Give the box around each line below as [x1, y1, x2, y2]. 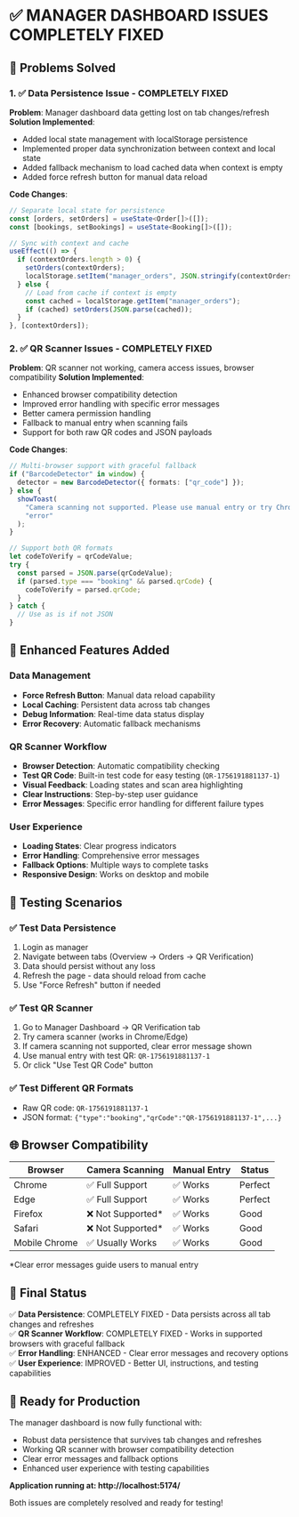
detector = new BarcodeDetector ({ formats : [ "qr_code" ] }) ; [17, 478, 245, 488]
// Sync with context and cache [9, 238, 129, 247]
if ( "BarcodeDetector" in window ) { [9, 470, 145, 479]
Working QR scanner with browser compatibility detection [21, 1444, 234, 1455]
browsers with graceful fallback [9, 1338, 125, 1349]
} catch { [9, 601, 46, 610]
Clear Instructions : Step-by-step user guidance [21, 789, 198, 800]
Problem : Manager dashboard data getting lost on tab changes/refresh [9, 107, 270, 117]
